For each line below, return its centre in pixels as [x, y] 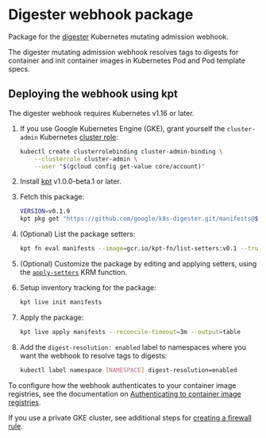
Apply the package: [52, 317]
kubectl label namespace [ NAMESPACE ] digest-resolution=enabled [128, 370]
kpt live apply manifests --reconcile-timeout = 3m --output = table [130, 331]
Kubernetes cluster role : [79, 137]
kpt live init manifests [61, 302]
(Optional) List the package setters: [77, 234]
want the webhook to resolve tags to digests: [93, 355]
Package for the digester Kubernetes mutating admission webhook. [118, 37]
